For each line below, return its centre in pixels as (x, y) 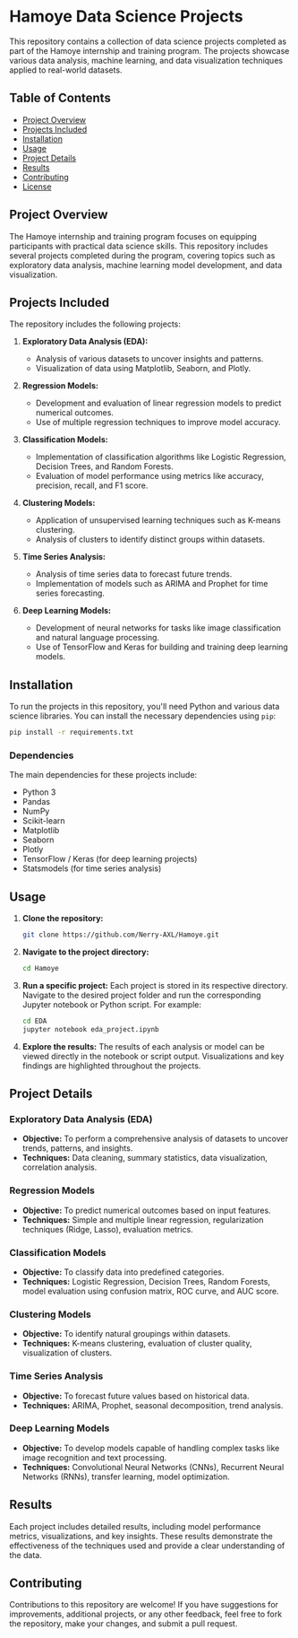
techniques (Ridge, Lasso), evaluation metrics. (108, 1229)
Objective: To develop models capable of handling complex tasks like (151, 1448)
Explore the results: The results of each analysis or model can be (144, 1046)
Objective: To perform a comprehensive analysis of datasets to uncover (155, 1139)
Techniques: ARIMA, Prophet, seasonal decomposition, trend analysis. (153, 1405)
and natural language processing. (97, 638)
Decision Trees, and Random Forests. (105, 466)
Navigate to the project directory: (85, 952)
